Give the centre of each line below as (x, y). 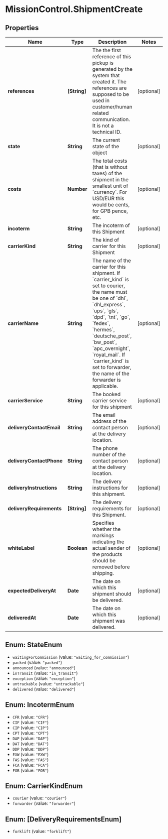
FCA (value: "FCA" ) (30, 765)
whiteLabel (21, 548)
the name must (110, 292)
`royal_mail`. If (109, 355)
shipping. (103, 573)
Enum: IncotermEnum (40, 705)
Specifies (103, 523)
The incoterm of (111, 225)
